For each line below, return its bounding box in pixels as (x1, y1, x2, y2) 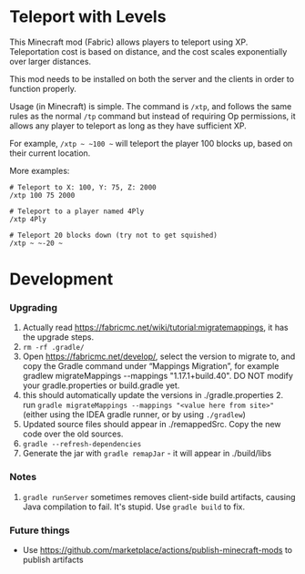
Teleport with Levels (9, 6, 167, 27)
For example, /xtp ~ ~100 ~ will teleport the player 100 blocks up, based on (9, 138, 293, 149)
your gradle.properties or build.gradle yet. (22, 380, 180, 391)
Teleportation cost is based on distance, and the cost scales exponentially (9, 46, 288, 56)
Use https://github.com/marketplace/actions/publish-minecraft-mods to (22, 545, 293, 556)
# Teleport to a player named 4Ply (9, 207, 145, 216)
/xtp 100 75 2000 (9, 190, 76, 200)
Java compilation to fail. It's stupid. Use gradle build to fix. (22, 501, 246, 512)
